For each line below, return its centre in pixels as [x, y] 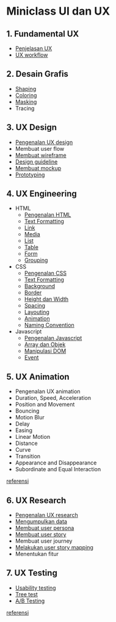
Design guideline [36, 161]
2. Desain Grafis [38, 74]
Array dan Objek [45, 345]
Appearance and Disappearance [56, 463]
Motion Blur [30, 418]
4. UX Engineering [42, 194]
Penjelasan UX [34, 48]
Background [40, 286]
